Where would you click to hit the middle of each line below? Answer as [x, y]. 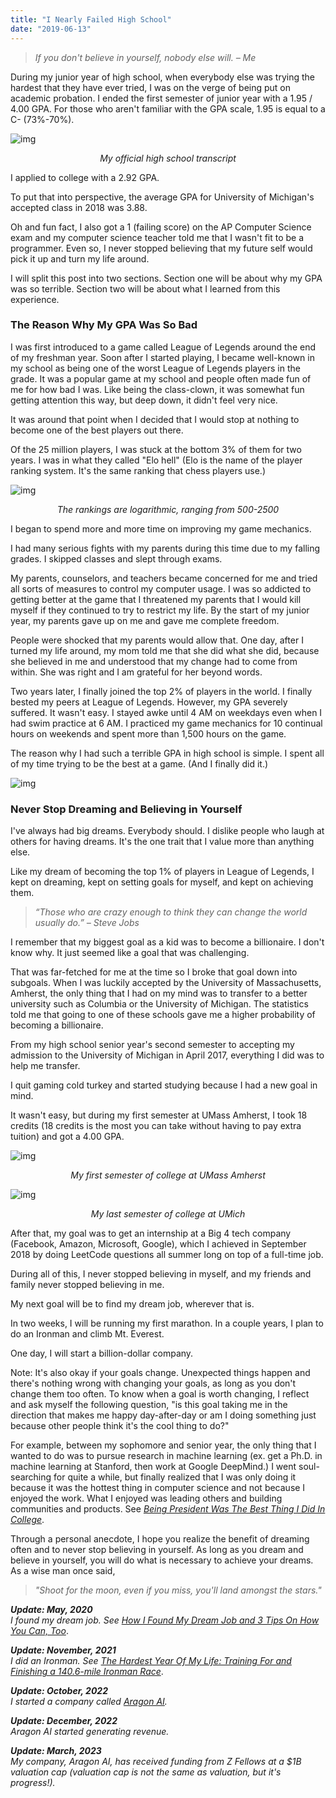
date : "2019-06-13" [51, 29]
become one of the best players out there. [97, 430]
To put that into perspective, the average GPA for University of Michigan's [162, 197]
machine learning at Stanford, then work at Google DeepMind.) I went [153, 1467]
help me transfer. [45, 1066]
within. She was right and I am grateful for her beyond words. [136, 672]
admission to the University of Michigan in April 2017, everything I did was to [167, 1055]
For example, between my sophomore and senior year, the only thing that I [163, 1445]
